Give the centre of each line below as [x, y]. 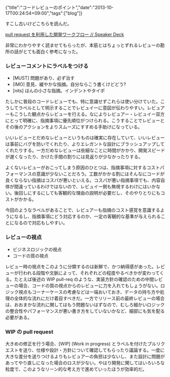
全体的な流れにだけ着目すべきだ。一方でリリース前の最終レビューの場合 [89, 298]
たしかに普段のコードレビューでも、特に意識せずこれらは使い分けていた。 [83, 102]
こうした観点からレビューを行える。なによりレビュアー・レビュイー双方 [89, 114]
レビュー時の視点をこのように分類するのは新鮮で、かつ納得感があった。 [81, 266]
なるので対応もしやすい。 [41, 223]
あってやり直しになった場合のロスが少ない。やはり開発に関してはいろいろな [85, 363]
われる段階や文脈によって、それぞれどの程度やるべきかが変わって [91, 273]
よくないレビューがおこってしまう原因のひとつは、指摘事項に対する [76, 168]
